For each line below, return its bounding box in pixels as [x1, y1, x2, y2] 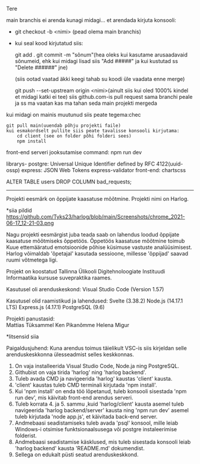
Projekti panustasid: [6, 315, 55, 322]
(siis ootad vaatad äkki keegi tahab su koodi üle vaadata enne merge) [14, 76, 185, 82]
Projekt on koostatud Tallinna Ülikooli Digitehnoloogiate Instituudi [6, 268, 165, 275]
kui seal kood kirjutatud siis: [14, 40, 83, 46]
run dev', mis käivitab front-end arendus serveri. [14, 394, 133, 401]
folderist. [14, 432, 37, 439]
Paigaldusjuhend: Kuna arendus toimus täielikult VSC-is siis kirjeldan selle [6, 345, 187, 351]
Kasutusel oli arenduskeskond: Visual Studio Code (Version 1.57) [6, 286, 164, 292]
